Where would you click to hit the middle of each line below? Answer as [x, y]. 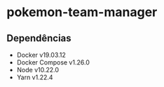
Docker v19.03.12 [41, 55]
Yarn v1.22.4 [35, 77]
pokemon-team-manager [82, 12]
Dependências [39, 38]
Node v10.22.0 [38, 70]
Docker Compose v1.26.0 [53, 62]
